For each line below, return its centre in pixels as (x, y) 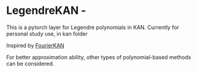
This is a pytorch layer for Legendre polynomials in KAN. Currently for (93, 27)
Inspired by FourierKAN (35, 45)
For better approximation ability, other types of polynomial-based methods (99, 57)
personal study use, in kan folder (47, 33)
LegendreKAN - (46, 11)
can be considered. (30, 64)
